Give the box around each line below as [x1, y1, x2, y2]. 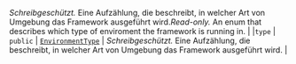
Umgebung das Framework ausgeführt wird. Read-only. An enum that [9, 17, 262, 27]
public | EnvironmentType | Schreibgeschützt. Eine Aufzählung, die [9, 35, 251, 46]
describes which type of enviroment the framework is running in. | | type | [9, 26, 277, 36]
